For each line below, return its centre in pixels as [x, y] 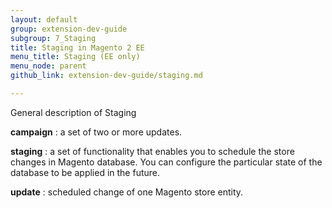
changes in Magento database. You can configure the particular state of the [166, 162]
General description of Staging [73, 112]
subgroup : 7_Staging [53, 38]
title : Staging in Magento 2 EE [77, 47]
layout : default [44, 19]
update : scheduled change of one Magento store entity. [127, 192]
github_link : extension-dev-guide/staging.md [106, 76]
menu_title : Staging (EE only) [75, 57]
